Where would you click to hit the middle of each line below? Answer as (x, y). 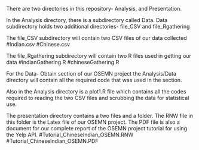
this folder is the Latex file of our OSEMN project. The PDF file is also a (93, 122)
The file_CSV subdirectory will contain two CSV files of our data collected (97, 38)
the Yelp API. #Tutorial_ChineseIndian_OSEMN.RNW (70, 135)
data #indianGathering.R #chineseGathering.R (63, 62)
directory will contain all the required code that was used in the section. (94, 80)
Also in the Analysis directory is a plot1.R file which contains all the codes (96, 91)
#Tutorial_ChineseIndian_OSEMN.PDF (52, 141)
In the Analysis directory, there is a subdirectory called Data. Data (87, 20)
